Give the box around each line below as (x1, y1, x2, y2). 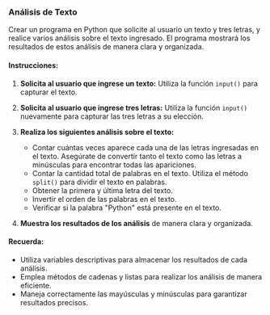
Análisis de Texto (8, 6, 78, 18)
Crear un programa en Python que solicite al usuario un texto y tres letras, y (8, 25, 261, 35)
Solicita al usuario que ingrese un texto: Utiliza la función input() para (19, 78, 259, 88)
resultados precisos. (19, 297, 89, 307)
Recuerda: (8, 237, 44, 246)
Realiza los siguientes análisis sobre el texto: (19, 127, 175, 136)
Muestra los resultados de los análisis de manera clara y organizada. (19, 218, 253, 228)
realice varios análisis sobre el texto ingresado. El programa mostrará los (8, 33, 251, 43)
